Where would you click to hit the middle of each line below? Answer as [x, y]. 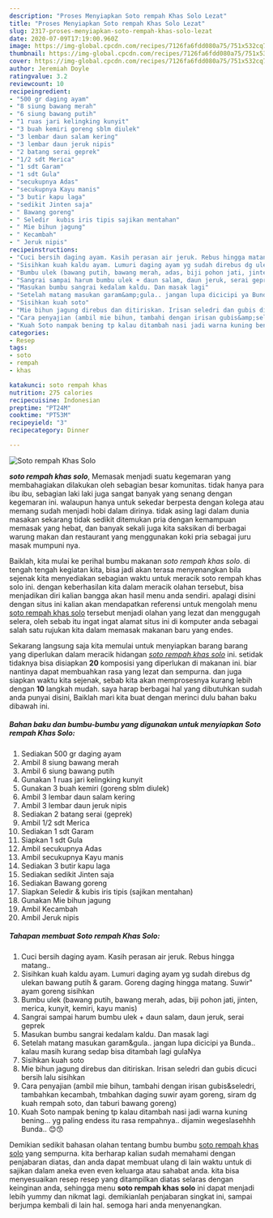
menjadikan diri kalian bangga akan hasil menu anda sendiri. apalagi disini [132, 595]
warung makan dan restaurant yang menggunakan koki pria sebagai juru [130, 536]
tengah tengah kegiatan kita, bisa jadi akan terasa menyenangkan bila [125, 570]
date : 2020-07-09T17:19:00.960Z [64, 39]
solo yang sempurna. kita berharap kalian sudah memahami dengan [122, 1153]
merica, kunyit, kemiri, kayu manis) [79, 1008]
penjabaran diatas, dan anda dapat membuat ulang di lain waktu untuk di [130, 1162]
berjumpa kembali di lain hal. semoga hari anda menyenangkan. [115, 1205]
